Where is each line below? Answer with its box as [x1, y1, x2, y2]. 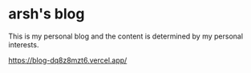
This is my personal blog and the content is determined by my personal [8, 31, 243, 41]
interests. [8, 39, 39, 49]
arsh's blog [8, 5, 85, 23]
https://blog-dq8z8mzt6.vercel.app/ [8, 55, 128, 65]
